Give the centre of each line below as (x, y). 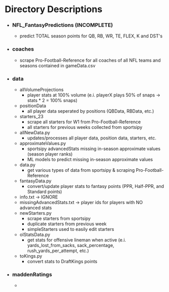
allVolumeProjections (41, 90)
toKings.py (31, 256)
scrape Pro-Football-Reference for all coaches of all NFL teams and (90, 60)
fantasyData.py (35, 181)
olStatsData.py (35, 235)
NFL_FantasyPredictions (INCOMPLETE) (62, 25)
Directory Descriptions (54, 9)
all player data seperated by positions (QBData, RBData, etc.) (91, 111)
